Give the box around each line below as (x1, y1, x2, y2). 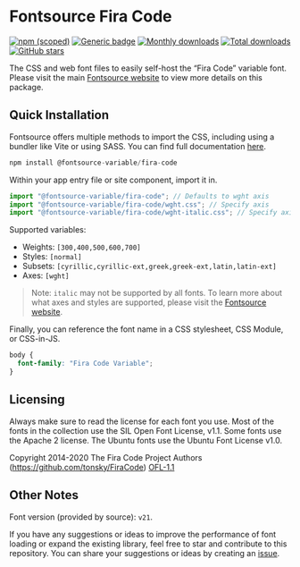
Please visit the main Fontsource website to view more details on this (9, 72, 263, 82)
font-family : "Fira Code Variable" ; (17, 360, 154, 368)
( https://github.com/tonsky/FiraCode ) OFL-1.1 (9, 461, 175, 472)
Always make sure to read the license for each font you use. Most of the (9, 416, 275, 427)
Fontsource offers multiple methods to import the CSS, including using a (9, 131, 275, 142)
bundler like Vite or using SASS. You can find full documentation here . (9, 140, 266, 151)
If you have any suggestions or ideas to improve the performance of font (9, 529, 277, 539)
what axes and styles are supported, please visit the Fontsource (30, 297, 267, 308)
